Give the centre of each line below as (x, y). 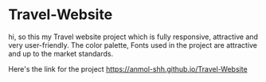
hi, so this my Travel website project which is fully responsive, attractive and (133, 37)
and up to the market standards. (61, 53)
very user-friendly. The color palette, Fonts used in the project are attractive (133, 45)
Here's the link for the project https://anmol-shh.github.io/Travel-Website (128, 68)
